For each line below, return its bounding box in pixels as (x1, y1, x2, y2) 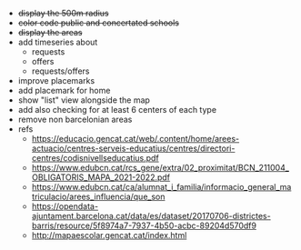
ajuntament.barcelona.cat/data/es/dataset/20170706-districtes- (31, 211, 271, 221)
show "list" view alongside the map (17, 95, 150, 105)
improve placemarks (17, 75, 95, 85)
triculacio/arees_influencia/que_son (31, 191, 166, 202)
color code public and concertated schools (17, 17, 180, 28)
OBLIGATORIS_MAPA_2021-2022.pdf (31, 172, 171, 183)
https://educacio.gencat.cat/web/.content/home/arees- (31, 134, 240, 144)
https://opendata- (31, 201, 98, 212)
